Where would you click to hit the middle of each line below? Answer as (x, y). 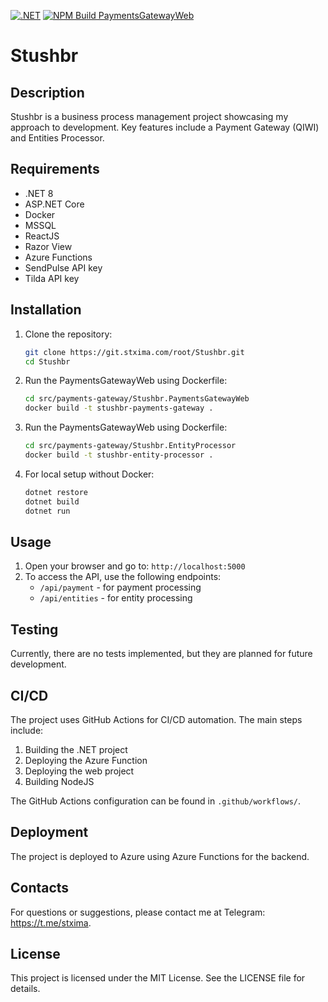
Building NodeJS (59, 781)
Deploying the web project (79, 771)
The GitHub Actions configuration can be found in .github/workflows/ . (156, 801)
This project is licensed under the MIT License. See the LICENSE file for (158, 978)
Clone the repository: (68, 334)
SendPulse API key (63, 267)
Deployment (49, 832)
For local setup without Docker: (89, 474)
